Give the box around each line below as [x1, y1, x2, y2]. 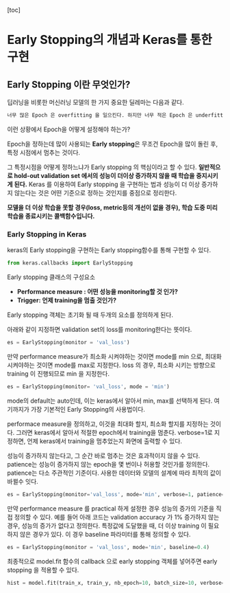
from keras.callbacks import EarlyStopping [7, 260, 133, 267]
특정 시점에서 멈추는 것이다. [7, 148, 81, 157]
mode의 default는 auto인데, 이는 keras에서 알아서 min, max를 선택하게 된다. [7, 396, 213, 405]
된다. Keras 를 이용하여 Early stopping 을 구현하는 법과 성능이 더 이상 [14, 180, 201, 188]
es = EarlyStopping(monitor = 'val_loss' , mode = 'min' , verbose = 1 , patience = [7, 491, 225, 497]
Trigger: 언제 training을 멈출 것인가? [16, 296, 117, 304]
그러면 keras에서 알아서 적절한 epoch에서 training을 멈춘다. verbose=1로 [16, 428, 214, 436]
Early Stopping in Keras [7, 230, 87, 239]
